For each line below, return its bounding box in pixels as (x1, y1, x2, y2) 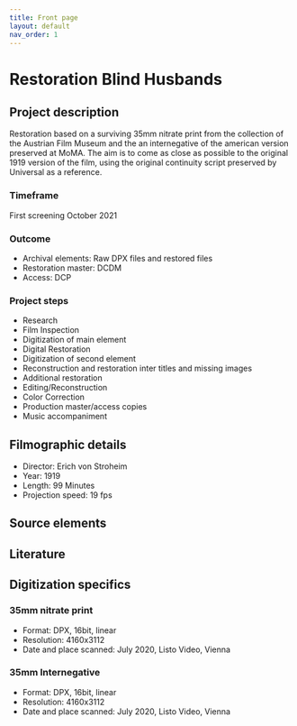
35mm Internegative (9, 666, 101, 679)
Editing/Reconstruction (22, 382, 108, 393)
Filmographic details (9, 437, 127, 452)
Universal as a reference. (9, 167, 103, 178)
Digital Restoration (22, 344, 92, 354)
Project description (9, 105, 120, 120)
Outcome (9, 232, 51, 244)
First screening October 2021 (9, 209, 118, 221)
